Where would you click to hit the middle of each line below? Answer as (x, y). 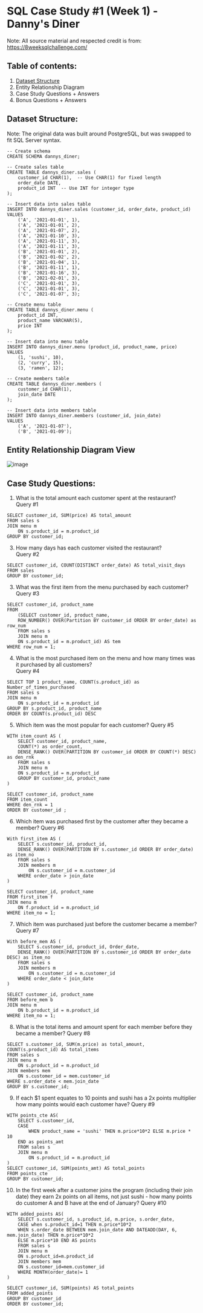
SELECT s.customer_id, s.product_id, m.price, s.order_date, (96, 1219)
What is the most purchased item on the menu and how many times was (105, 658)
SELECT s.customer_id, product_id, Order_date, (79, 947)
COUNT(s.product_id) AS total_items (53, 1050)
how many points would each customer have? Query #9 (85, 1104)
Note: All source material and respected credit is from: (74, 41)
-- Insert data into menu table (47, 342)
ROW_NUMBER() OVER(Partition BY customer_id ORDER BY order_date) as (107, 621)
